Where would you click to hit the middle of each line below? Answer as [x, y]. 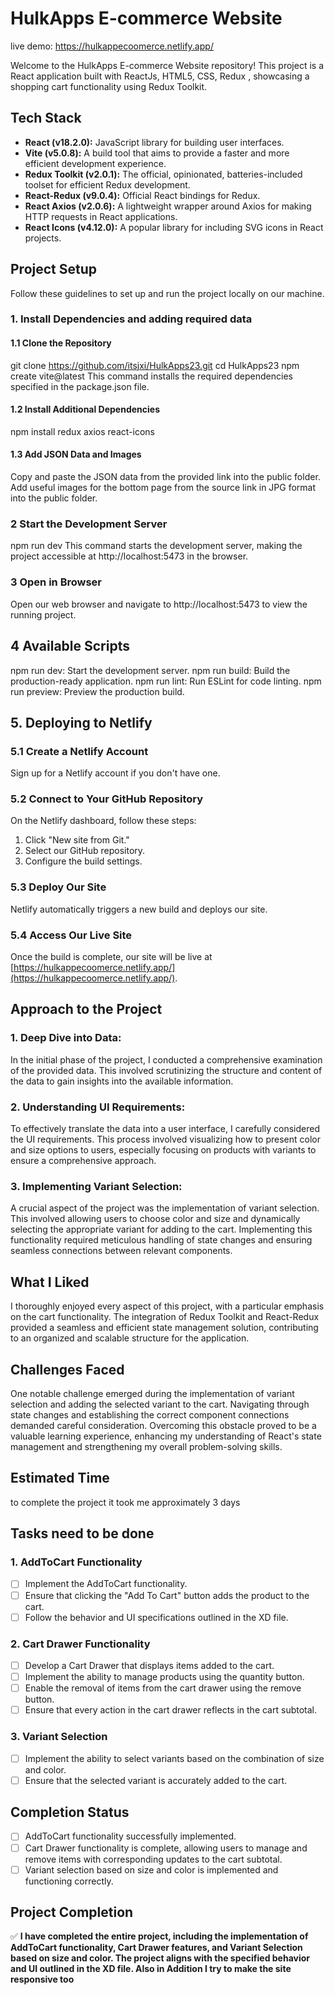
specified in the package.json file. [80, 386]
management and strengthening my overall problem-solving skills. [146, 1446]
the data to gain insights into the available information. [122, 1081]
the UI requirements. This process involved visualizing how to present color [165, 1139]
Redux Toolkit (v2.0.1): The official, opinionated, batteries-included [163, 174]
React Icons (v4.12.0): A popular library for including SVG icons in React [174, 227]
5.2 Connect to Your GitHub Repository [107, 799]
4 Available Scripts [70, 646]
